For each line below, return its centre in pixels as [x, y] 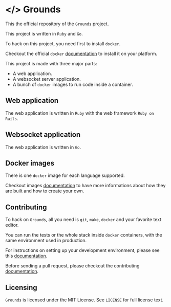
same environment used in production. [46, 241]
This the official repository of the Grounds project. [57, 24]
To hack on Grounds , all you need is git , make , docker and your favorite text [83, 220]
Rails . [12, 118]
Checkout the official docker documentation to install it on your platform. [81, 53]
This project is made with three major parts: [51, 63]
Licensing [21, 287]
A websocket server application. [47, 79]
